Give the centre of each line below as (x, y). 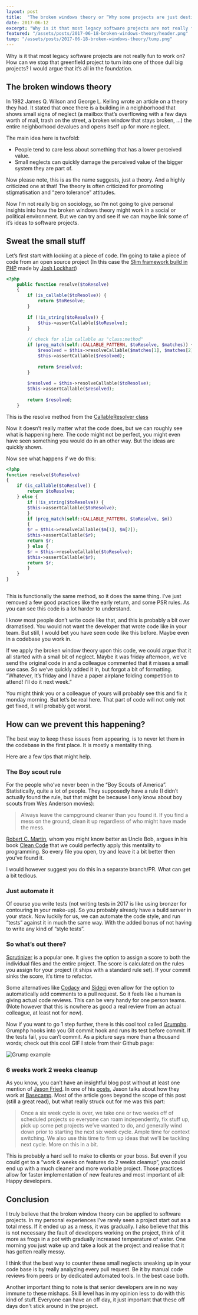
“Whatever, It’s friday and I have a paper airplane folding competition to (93, 676)
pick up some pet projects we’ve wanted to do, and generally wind (101, 1125)
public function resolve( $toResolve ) (63, 285)
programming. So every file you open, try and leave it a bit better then (91, 851)
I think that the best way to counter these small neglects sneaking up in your (99, 1263)
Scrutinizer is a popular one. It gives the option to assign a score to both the (98, 957)
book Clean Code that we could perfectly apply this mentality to (83, 845)
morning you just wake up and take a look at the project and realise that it (95, 1245)
